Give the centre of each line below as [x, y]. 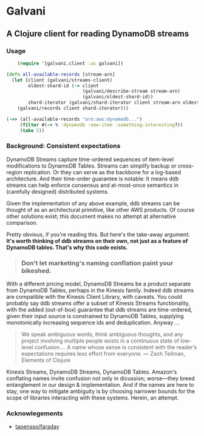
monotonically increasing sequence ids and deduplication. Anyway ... [93, 322]
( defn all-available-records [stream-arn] [61, 74]
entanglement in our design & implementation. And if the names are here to [100, 385]
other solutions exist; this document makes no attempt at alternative [91, 216]
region [14, 172]
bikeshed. [36, 270]
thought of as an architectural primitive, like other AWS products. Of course [100, 209]
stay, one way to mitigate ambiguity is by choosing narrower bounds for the [101, 391]
